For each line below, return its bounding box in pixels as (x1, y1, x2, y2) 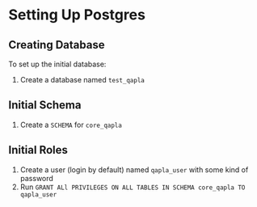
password (19, 173, 54, 183)
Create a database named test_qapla (19, 75, 145, 84)
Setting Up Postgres (8, 6, 145, 24)
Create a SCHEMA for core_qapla (19, 120, 123, 129)
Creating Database (8, 38, 105, 52)
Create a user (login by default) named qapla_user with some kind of (19, 164, 249, 175)
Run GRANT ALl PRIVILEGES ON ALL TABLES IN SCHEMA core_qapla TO (19, 182, 246, 192)
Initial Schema (8, 99, 82, 112)
